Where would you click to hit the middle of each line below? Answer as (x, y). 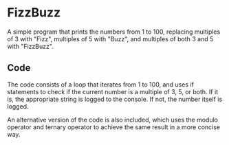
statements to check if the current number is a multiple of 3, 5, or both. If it (113, 91)
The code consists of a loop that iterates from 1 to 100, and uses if (100, 85)
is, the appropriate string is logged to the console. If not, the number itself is (115, 99)
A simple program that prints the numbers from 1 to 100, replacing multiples (114, 32)
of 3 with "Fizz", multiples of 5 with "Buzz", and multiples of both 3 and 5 (110, 38)
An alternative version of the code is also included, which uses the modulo (113, 120)
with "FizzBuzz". (30, 46)
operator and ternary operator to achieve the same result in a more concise (114, 127)
